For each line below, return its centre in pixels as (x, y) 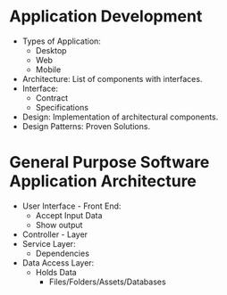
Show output (59, 225)
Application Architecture (103, 181)
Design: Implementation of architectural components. (120, 117)
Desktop (51, 50)
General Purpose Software (109, 163)
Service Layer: (49, 243)
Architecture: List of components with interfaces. (112, 78)
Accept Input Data (69, 215)
